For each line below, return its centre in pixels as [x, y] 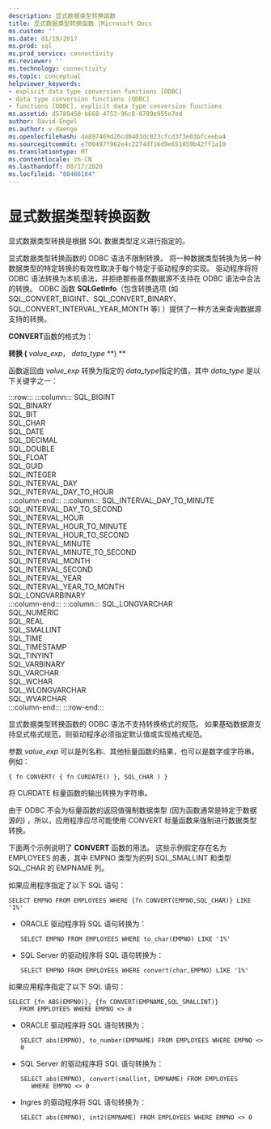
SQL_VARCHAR [34, 672]
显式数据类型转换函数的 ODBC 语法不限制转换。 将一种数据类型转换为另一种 [135, 258]
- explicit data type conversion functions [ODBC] [95, 91]
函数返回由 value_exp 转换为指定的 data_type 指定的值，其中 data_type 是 [131, 371]
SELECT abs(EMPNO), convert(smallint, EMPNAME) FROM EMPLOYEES [129, 1079]
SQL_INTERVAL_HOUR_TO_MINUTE [68, 526]
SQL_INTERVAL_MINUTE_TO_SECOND [72, 552]
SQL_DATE [26, 431]
